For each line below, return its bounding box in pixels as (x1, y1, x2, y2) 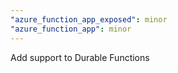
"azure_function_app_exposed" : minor (10, 14, 168, 25)
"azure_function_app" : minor (10, 24, 132, 34)
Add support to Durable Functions (10, 51, 150, 63)
